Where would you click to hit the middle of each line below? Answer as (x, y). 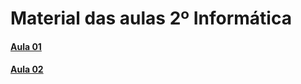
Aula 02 (27, 69)
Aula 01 (26, 46)
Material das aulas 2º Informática (151, 18)
